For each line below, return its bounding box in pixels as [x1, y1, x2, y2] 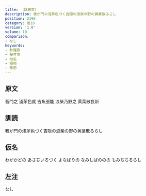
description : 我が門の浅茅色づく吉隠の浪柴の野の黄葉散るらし [5, 12, 116, 16]
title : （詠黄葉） [5, 7, 39, 12]
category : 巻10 [5, 20, 35, 26]
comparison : [5, 34, 29, 39]
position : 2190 [5, 16, 36, 21]
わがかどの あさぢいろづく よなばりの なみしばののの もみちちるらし [5, 157, 142, 163]
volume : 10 [5, 30, 27, 34]
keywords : [5, 43, 25, 48]
